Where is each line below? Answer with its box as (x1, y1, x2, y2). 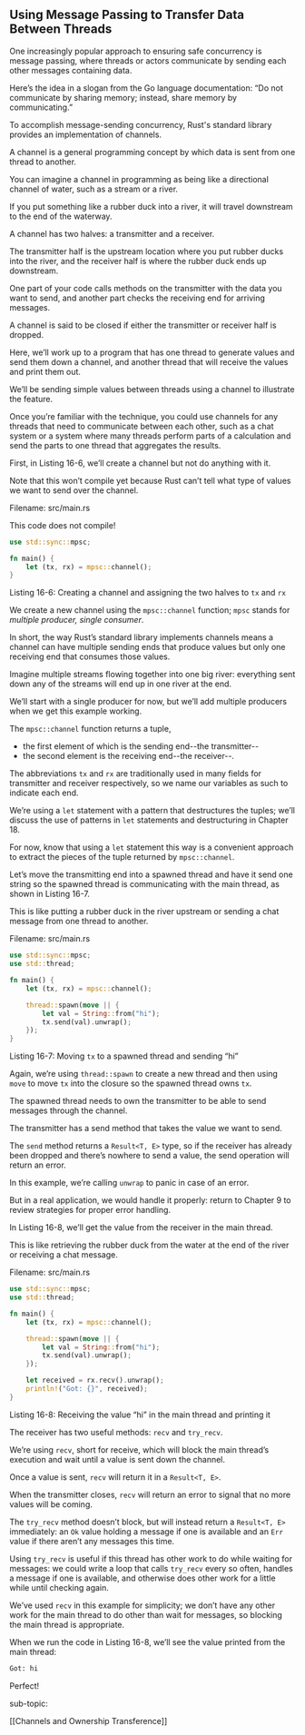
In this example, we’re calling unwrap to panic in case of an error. (9, 1178, 250, 1188)
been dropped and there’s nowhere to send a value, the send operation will (9, 1150, 290, 1161)
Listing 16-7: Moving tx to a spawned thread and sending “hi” (9, 1050, 239, 1061)
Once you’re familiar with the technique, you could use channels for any (9, 410, 279, 421)
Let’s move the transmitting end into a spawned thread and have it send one (9, 869, 293, 880)
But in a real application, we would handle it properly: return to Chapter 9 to (9, 1195, 292, 1206)
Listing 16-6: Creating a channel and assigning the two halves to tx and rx (9, 587, 286, 598)
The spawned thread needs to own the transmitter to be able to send (9, 1096, 267, 1107)
